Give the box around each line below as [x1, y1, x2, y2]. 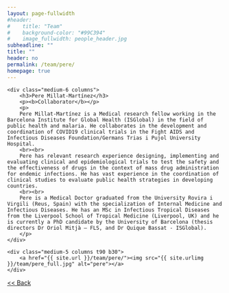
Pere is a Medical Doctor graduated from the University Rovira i [19, 194, 213, 201]
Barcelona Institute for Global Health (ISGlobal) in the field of [7, 116, 204, 124]
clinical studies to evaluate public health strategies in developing [7, 176, 213, 183]
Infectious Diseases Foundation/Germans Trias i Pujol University [7, 134, 201, 141]
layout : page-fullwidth [7, 10, 75, 17]
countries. [7, 183, 38, 189]
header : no [7, 55, 38, 62]
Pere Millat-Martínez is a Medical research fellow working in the [19, 110, 216, 117]
